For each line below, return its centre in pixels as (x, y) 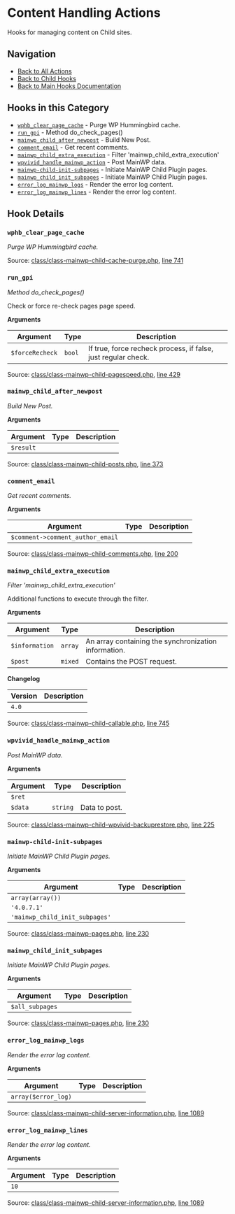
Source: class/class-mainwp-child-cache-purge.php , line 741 (95, 261)
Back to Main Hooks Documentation (69, 86)
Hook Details (36, 214)
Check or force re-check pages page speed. (71, 306)
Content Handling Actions (84, 13)
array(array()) (36, 898)
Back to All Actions (44, 71)
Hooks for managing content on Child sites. (70, 32)
